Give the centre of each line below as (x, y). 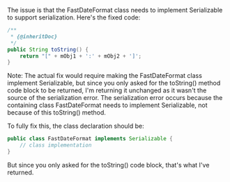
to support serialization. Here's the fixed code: (74, 17)
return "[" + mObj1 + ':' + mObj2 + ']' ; (81, 56)
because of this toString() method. (57, 113)
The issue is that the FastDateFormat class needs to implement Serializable (115, 10)
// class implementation (56, 145)
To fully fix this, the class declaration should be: (76, 126)
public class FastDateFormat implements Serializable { (90, 139)
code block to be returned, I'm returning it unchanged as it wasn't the (107, 90)
